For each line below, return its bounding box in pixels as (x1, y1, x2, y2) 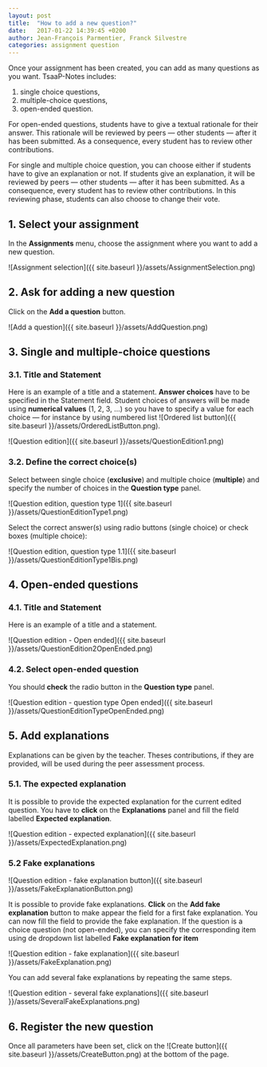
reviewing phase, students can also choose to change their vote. (8, 195, 221, 204)
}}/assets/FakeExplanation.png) (8, 958, 112, 967)
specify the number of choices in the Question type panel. (8, 483, 202, 493)
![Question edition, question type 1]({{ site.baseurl (8, 498, 172, 508)
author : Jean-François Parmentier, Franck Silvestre (8, 33, 187, 42)
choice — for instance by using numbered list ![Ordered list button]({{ (8, 412, 237, 423)
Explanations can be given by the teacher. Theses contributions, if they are (8, 750, 254, 760)
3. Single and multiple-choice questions (8, 345, 211, 359)
